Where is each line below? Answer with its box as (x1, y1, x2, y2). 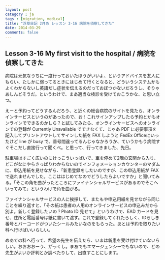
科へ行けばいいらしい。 (5, 227, 53, 232)
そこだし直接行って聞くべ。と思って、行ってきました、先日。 (9, 144, 134, 150)
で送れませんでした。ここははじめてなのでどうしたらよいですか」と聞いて (5, 173, 156, 179)
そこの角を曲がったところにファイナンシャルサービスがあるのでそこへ (15, 179, 159, 185)
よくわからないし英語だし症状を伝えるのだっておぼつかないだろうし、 (5, 85, 147, 91)
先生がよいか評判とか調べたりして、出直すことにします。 (5, 249, 121, 256)
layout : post (5, 7, 32, 12)
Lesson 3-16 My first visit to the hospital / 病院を (5, 50, 156, 58)
